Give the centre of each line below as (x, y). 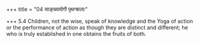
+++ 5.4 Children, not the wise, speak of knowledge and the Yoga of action (99, 21)
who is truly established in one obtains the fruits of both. (76, 34)
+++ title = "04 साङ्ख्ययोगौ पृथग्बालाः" (47, 9)
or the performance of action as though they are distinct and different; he (97, 27)
